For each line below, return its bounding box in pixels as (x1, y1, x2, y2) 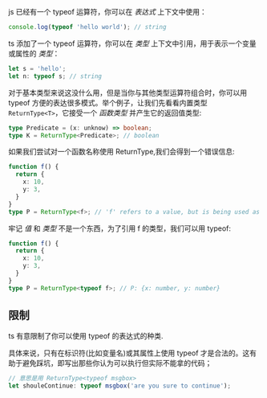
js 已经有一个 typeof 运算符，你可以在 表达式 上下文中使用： (8, 7, 207, 16)
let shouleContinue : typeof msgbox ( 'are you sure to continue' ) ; (8, 382, 231, 390)
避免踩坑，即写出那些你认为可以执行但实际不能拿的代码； (22, 359, 212, 368)
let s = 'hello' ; (8, 64, 67, 72)
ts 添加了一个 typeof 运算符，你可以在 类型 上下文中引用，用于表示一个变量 (8, 39, 257, 48)
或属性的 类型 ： (8, 48, 60, 58)
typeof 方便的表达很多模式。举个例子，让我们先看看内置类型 (8, 97, 208, 107)
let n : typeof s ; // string (8, 72, 103, 80)
